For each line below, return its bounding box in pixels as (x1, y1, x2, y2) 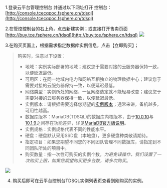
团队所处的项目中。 (29, 145, 69, 151)
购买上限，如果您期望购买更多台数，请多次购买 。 (29, 157, 131, 163)
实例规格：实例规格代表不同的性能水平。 (25, 126, 109, 132)
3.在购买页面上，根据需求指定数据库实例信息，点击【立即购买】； (5, 42, 139, 48)
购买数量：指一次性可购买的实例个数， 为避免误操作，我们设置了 (25, 151, 157, 157)
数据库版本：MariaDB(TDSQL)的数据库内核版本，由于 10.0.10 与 (25, 114, 154, 119)
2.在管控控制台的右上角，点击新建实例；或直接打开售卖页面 (5, 26, 128, 32)
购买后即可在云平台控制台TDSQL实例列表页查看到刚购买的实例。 (12, 177, 146, 183)
